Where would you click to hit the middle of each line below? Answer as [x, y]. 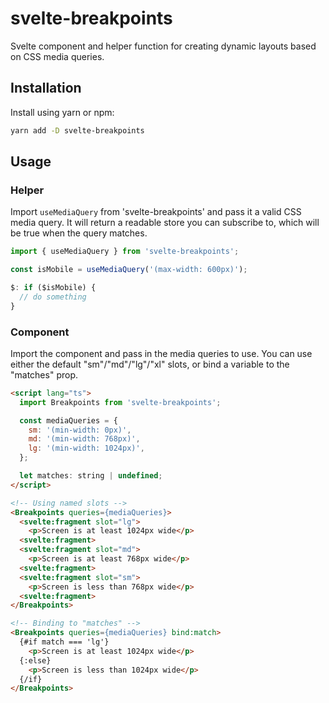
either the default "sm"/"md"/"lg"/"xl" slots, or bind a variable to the [150, 364]
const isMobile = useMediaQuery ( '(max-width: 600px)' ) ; [129, 270]
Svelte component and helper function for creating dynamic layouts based [163, 46]
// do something [53, 297]
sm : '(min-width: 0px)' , [80, 430]
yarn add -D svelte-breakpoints [77, 130]
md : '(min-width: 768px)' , [84, 439]
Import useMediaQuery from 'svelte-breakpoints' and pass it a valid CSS [156, 212]
